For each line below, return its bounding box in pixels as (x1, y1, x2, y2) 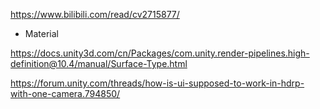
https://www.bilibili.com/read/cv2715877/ (10, 9, 180, 20)
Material (24, 28, 59, 39)
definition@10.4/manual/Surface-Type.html (10, 58, 188, 69)
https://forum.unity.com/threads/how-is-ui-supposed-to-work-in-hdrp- (10, 77, 305, 89)
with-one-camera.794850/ (10, 88, 121, 99)
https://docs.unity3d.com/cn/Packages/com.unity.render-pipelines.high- (10, 47, 310, 59)
